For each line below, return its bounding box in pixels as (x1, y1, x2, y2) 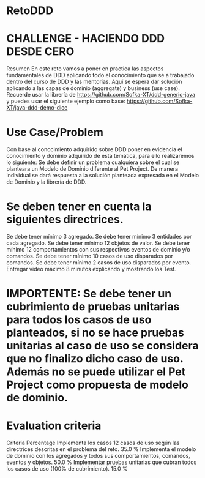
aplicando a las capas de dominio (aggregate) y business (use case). (6, 84, 181, 92)
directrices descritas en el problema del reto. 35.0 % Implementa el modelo (6, 446, 196, 453)
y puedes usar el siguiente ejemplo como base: (6, 97, 125, 105)
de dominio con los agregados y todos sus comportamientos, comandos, (6, 452, 191, 460)
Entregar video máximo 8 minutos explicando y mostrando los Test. (6, 266, 176, 272)
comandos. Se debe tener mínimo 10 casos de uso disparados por (6, 252, 173, 260)
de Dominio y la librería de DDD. (6, 178, 87, 185)
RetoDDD (6, 4, 54, 18)
